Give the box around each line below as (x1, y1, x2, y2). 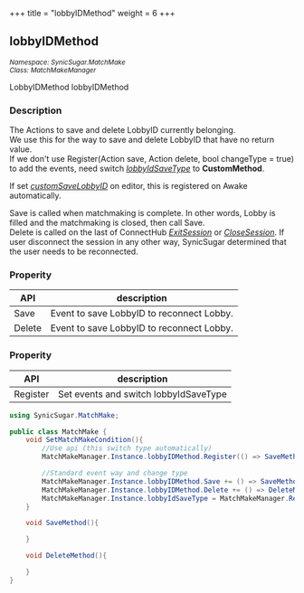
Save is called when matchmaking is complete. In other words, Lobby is (9, 208, 276, 219)
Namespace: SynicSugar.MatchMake (9, 58, 126, 67)
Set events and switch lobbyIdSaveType (57, 388, 228, 400)
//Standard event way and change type (42, 469, 188, 478)
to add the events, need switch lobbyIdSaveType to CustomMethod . (9, 163, 265, 174)
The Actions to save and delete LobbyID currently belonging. (9, 125, 236, 136)
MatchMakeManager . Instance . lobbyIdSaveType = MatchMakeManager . (42, 494, 290, 503)
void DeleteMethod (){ (25, 551, 107, 560)
